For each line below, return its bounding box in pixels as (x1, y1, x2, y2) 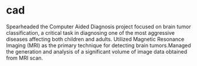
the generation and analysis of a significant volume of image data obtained (6, 48, 188, 55)
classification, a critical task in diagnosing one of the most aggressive (6, 29, 175, 36)
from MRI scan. (6, 54, 43, 61)
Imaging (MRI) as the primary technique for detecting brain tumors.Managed (6, 42, 191, 49)
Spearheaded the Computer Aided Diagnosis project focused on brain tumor (6, 23, 191, 30)
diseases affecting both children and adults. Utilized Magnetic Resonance (6, 35, 185, 42)
